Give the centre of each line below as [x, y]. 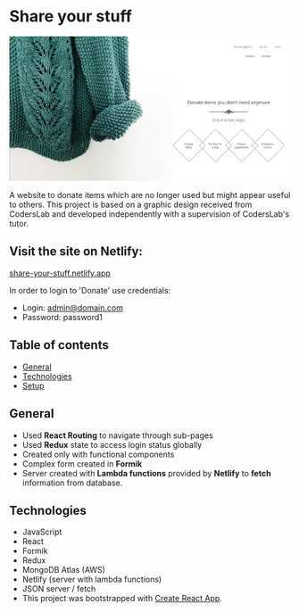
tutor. [19, 224]
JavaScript [42, 532]
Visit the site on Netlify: [76, 252]
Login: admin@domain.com [72, 307]
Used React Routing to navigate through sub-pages [118, 435]
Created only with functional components [98, 454]
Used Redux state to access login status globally [112, 444]
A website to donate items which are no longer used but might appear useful [150, 195]
